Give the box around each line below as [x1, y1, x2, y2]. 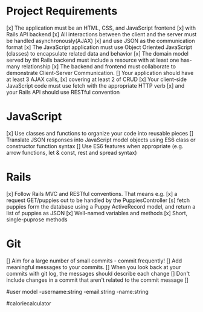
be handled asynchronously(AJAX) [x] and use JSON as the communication [6, 37, 195, 44]
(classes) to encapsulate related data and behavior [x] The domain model [6, 50, 189, 57]
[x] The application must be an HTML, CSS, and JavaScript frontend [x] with [6, 24, 196, 31]
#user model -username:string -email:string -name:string [6, 288, 149, 295]
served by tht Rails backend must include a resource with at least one [6, 56, 179, 63]
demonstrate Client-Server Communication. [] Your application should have [6, 69, 194, 76]
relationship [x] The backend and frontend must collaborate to [21, 62, 176, 70]
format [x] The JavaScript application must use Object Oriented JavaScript [6, 44, 192, 51]
